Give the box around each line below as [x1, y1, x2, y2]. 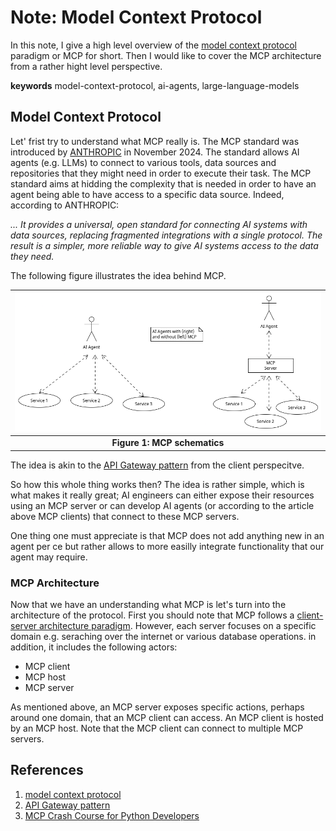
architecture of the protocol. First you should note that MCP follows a [10, 609, 295, 621]
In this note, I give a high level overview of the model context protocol [10, 39, 297, 51]
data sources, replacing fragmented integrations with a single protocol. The [10, 229, 323, 241]
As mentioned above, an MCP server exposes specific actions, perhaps [10, 701, 305, 713]
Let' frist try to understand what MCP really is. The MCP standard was [10, 135, 300, 147]
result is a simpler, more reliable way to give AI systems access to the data [10, 239, 319, 251]
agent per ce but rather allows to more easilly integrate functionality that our [10, 540, 325, 552]
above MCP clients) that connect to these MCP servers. [10, 510, 240, 522]
